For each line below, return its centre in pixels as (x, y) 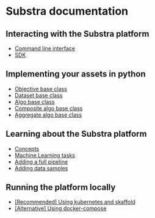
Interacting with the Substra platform (77, 34)
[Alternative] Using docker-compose (60, 208)
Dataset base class (38, 95)
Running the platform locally (61, 187)
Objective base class (41, 89)
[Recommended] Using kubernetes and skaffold (75, 202)
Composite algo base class (49, 108)
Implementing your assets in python (76, 74)
